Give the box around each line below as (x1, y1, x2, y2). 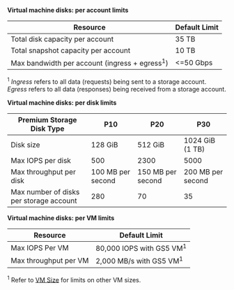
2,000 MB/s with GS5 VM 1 (95, 255, 183, 266)
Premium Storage (17, 115, 77, 124)
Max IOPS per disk (10, 155, 72, 165)
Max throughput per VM (10, 255, 89, 265)
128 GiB (91, 140, 118, 150)
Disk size (10, 140, 40, 150)
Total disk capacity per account (10, 34, 114, 44)
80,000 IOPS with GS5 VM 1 (95, 242, 187, 254)
